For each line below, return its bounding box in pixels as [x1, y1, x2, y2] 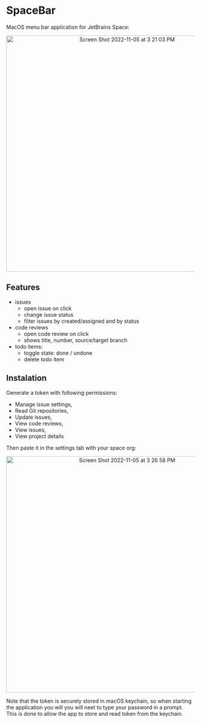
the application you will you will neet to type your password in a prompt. [6, 703, 184, 711]
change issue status [23, 311, 74, 318]
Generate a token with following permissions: [6, 389, 118, 396]
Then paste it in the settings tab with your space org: [6, 444, 136, 451]
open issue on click [23, 304, 72, 312]
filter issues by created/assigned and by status [23, 317, 139, 325]
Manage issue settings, [14, 400, 73, 408]
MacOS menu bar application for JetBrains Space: [6, 23, 130, 31]
